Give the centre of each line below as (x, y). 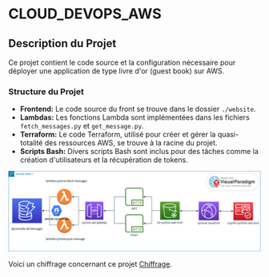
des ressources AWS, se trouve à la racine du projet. (131, 143)
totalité (31, 143)
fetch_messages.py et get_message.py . (82, 126)
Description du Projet (62, 44)
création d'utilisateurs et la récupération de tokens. (104, 160)
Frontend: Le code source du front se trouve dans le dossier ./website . (138, 109)
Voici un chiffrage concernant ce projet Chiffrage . (90, 263)
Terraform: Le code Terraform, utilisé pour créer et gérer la (118, 135)
